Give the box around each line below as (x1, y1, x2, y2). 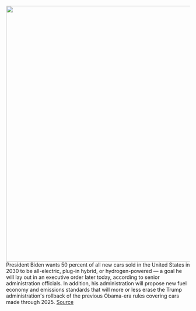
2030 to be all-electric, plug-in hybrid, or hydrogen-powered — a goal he (6, 268, 183, 274)
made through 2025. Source (6, 299, 74, 305)
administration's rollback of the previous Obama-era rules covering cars (6, 292, 180, 299)
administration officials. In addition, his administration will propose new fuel (6, 280, 187, 286)
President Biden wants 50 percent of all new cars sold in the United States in (6, 261, 190, 268)
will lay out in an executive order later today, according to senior (6, 274, 160, 281)
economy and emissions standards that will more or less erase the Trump (6, 286, 183, 293)
